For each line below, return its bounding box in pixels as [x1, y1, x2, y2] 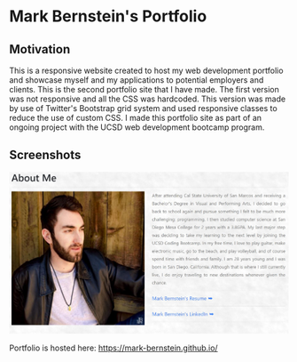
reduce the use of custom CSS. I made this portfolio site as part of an [9, 113, 262, 123]
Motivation [9, 42, 71, 57]
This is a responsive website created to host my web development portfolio [9, 65, 284, 76]
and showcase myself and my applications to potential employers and [9, 75, 264, 85]
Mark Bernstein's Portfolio [9, 6, 207, 27]
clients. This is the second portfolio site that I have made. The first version [9, 84, 279, 94]
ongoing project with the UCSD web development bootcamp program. [9, 122, 265, 133]
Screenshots [9, 148, 82, 163]
